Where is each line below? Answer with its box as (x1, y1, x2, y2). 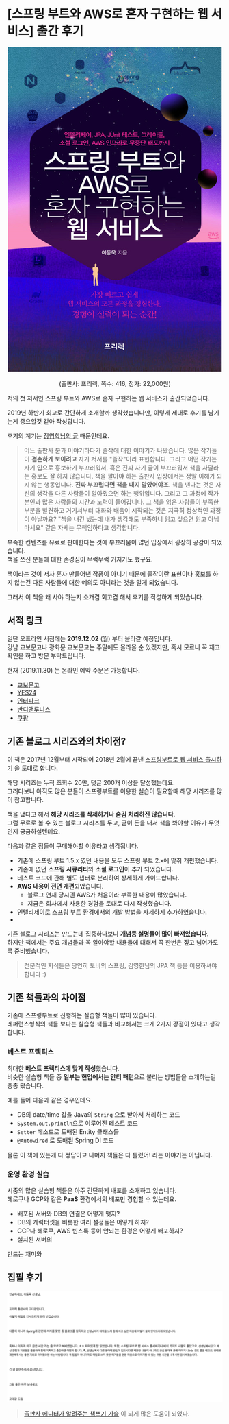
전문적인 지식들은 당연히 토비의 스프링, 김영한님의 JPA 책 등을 (23, 961, 188, 969)
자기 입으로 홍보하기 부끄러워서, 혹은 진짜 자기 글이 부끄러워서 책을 (23, 463, 201, 472)
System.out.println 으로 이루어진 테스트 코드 (16, 1119, 139, 1127)
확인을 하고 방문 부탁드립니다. (7, 651, 86, 660)
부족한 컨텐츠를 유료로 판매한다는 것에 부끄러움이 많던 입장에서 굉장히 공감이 (7, 538, 210, 546)
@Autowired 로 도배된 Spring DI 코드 (16, 1136, 114, 1144)
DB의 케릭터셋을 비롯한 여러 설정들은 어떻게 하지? (16, 1218, 149, 1226)
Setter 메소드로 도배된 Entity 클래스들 (16, 1127, 120, 1135)
